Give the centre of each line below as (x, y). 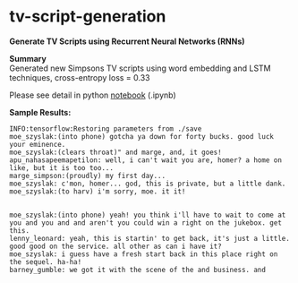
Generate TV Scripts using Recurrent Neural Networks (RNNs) (127, 41)
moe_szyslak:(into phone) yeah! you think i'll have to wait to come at (148, 215)
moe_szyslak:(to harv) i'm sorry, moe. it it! (98, 191)
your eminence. (38, 144)
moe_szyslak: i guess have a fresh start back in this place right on (144, 254)
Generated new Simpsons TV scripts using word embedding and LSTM (140, 68)
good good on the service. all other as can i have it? (115, 246)
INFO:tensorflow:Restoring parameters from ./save (106, 129)
